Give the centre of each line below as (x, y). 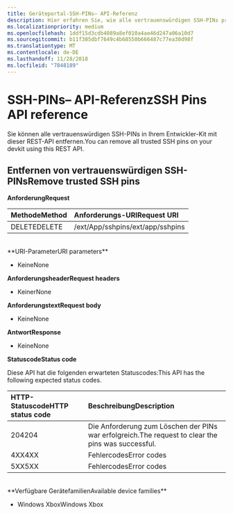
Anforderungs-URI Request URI (126, 215)
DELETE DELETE (37, 227)
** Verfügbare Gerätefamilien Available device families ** (87, 491)
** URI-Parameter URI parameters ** (58, 252)
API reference (48, 114)
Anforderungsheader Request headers (63, 278)
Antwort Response (34, 332)
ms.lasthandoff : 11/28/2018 (48, 59)
